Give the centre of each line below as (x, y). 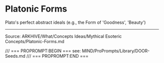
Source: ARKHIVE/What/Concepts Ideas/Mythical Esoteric (63, 36)
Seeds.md (15, 56)
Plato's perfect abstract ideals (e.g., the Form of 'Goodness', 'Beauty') (75, 22)
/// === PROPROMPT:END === (58, 56)
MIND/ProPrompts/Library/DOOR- (116, 51)
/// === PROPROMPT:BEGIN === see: (43, 51)
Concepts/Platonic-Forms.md (35, 41)
